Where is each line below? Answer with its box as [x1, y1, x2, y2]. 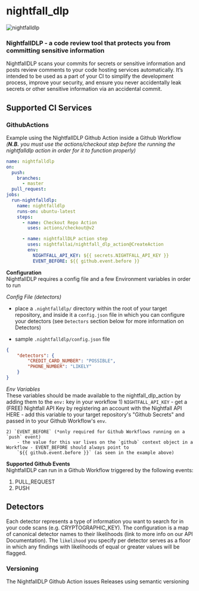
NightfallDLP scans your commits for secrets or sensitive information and [6, 60, 186, 67]
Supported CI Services [6, 103, 92, 113]
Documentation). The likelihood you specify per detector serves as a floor [6, 537, 191, 544]
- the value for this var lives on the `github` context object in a [17, 439, 194, 445]
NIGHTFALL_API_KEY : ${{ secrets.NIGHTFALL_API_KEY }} [32, 252, 169, 258]
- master [21, 180, 44, 186]
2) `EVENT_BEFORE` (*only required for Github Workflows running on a [6, 428, 185, 434]
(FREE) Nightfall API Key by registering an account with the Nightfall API [6, 405, 182, 412]
